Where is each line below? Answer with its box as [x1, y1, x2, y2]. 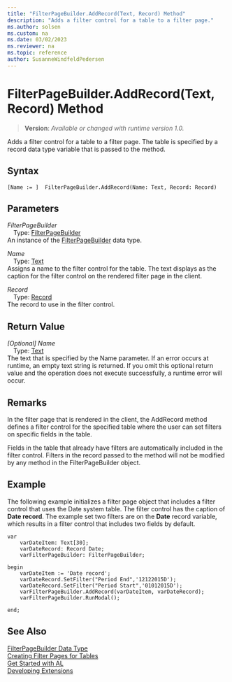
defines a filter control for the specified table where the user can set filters [7, 422, 222, 431]
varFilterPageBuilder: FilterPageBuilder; [20, 551, 145, 558]
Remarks [7, 397, 48, 409]
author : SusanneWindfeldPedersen [7, 56, 105, 63]
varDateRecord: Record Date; [20, 545, 105, 553]
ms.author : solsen [7, 23, 61, 30]
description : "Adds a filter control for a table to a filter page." [7, 17, 215, 24]
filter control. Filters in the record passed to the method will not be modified [7, 450, 225, 459]
